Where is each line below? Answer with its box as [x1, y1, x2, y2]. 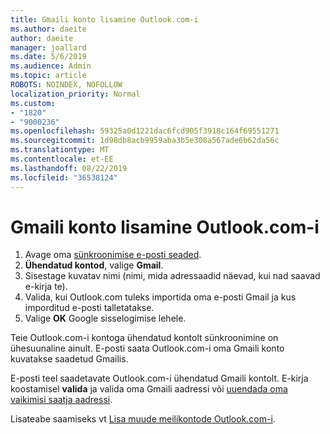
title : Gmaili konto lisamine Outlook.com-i [10, 14, 199, 25]
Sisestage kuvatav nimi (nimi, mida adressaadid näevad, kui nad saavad [24, 270, 321, 282]
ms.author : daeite [10, 24, 87, 34]
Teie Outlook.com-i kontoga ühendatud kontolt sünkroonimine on [10, 332, 279, 344]
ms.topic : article [10, 71, 87, 81]
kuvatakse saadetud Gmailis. [10, 353, 129, 365]
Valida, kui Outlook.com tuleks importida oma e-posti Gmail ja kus [24, 291, 297, 303]
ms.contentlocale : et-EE [10, 154, 114, 164]
